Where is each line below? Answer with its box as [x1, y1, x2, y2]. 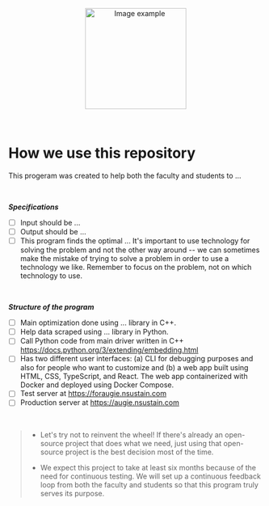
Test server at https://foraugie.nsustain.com [19, 389, 167, 398]
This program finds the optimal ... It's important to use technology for [19, 236, 250, 246]
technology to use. [19, 271, 83, 280]
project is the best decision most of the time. [65, 447, 214, 457]
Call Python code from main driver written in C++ [19, 336, 184, 346]
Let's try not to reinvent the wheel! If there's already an [40, 429, 224, 440]
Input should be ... [19, 217, 81, 227]
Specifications [8, 202, 59, 212]
